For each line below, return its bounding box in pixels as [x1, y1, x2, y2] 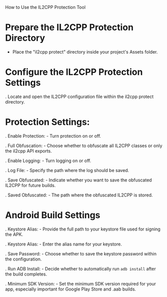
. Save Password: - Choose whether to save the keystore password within [5, 250, 157, 256]
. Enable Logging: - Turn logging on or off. [5, 157, 91, 163]
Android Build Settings [5, 209, 101, 220]
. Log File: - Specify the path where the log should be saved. [5, 167, 130, 173]
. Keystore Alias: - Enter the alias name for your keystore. [5, 241, 122, 247]
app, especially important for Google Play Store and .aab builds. [5, 286, 136, 292]
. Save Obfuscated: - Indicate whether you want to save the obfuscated [5, 177, 152, 183]
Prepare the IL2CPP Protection [5, 22, 134, 33]
